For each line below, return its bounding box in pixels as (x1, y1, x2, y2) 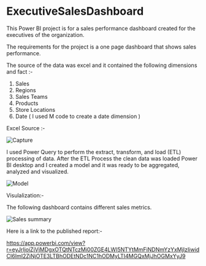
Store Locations (15, 106, 56, 113)
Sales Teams (15, 93, 48, 100)
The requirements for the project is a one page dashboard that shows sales (6, 43, 197, 50)
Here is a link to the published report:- (6, 227, 102, 235)
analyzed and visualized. (6, 168, 69, 175)
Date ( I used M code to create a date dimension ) (15, 112, 141, 120)
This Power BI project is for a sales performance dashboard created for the (6, 25, 196, 32)
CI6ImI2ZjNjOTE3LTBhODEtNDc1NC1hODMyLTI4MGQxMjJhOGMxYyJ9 (6, 252, 186, 259)
